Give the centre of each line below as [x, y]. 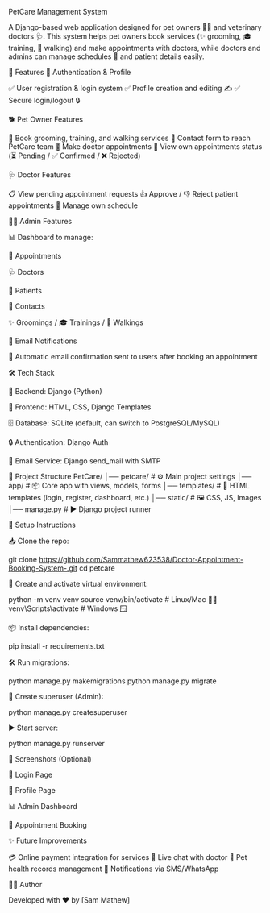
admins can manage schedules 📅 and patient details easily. [106, 56]
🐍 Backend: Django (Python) [55, 391]
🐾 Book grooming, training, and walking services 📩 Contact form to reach [130, 138]
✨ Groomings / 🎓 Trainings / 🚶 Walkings [76, 322]
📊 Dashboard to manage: [51, 237]
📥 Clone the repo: [39, 541]
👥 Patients [25, 290]
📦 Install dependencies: [49, 627]
